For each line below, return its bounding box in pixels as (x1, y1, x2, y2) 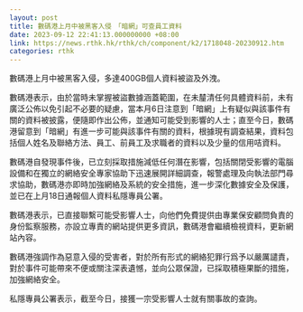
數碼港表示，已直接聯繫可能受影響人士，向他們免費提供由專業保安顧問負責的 (9, 210, 294, 221)
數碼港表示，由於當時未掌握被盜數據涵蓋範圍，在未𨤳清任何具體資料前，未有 (9, 92, 294, 103)
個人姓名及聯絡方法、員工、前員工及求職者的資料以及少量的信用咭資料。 (16, 137, 286, 148)
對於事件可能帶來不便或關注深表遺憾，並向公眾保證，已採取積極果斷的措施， (9, 263, 294, 274)
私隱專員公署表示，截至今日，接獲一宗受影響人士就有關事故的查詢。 (9, 293, 262, 304)
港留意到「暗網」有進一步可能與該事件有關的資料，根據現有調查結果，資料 (9, 126, 286, 137)
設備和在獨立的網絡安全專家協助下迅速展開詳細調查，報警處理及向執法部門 (9, 168, 286, 179)
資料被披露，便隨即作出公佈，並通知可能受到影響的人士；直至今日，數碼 (24, 115, 294, 126)
